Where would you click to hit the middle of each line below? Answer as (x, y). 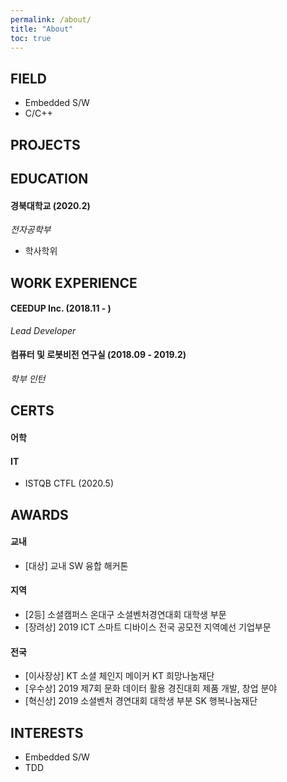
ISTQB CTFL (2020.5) (69, 483)
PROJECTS (45, 144)
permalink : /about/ (51, 19)
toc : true (31, 38)
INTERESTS (47, 732)
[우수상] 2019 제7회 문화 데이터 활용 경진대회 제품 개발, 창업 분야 (151, 688)
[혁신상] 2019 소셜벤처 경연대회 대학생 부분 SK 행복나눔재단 (141, 701)
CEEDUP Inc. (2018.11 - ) (61, 308)
